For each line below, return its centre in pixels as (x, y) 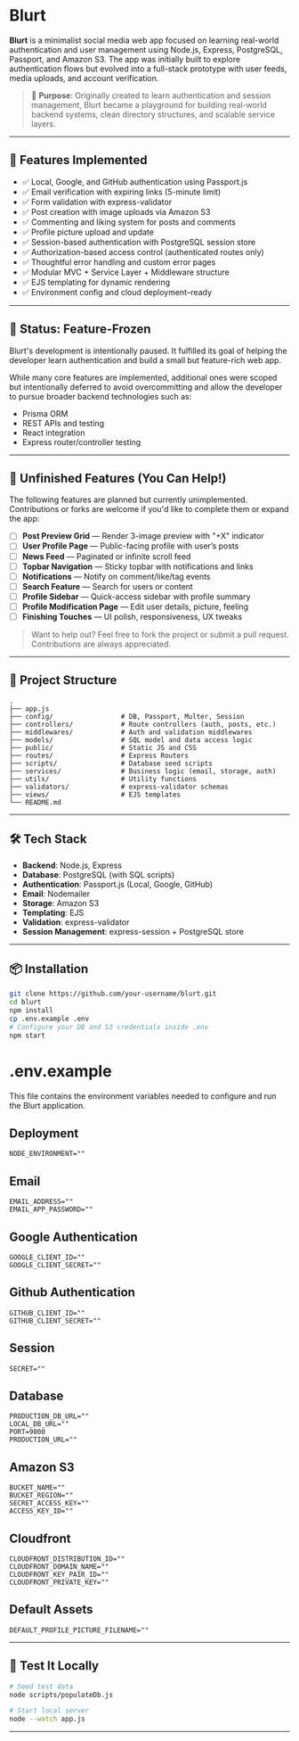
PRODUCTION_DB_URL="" (49, 1416)
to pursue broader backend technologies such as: (101, 396)
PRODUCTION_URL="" (43, 1440)
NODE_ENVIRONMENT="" (48, 1154)
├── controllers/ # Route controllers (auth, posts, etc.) (143, 724)
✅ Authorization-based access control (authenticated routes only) (143, 252)
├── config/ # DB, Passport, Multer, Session (127, 716)
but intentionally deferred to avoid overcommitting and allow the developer (146, 387)
